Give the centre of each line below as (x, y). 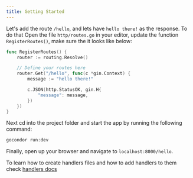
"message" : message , (63, 95)
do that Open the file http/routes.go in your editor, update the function (92, 35)
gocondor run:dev (27, 140)
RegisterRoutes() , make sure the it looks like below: (69, 41)
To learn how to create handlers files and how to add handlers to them (91, 163)
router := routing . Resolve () (53, 57)
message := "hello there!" (60, 79)
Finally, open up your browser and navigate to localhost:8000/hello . (90, 151)
